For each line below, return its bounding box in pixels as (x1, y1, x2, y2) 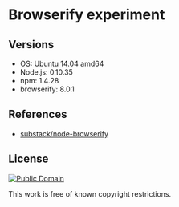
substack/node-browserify (19, 128, 109, 138)
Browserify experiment (8, 6, 165, 24)
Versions (8, 38, 55, 51)
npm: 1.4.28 (19, 76, 59, 85)
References (8, 108, 67, 121)
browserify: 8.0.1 (19, 84, 75, 94)
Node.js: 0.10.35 (19, 67, 74, 77)
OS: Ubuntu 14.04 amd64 (19, 59, 104, 68)
